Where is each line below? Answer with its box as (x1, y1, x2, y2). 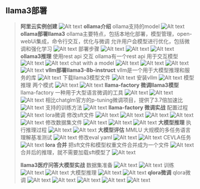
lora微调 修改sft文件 (45, 111, 94, 118)
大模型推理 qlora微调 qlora (70, 169, 186, 176)
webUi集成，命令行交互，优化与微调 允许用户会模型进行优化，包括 (20, 38, 185, 45)
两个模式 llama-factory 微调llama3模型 (32, 81, 179, 89)
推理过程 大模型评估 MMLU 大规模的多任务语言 (25, 126, 191, 133)
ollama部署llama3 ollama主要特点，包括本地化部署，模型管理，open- (20, 30, 192, 37)
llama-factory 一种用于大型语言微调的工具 (20, 89, 123, 96)
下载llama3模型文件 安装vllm (62, 74, 158, 81)
